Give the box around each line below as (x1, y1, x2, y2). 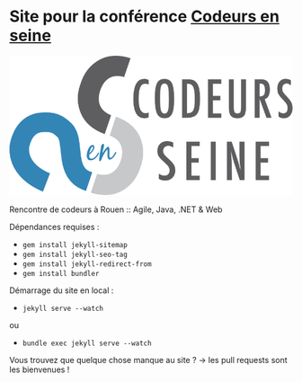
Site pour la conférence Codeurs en (9, 6, 280, 27)
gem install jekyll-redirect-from (22, 259, 152, 269)
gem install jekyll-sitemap (22, 240, 128, 249)
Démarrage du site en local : (9, 285, 114, 296)
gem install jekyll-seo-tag (22, 250, 128, 259)
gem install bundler (22, 269, 100, 278)
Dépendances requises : (9, 221, 100, 232)
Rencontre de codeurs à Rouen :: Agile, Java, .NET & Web (9, 204, 223, 215)
